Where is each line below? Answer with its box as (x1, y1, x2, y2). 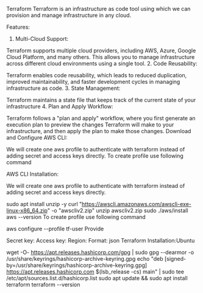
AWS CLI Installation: (6, 170, 59, 178)
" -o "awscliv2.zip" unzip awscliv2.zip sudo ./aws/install (47, 207, 188, 214)
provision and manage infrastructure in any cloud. (6, 12, 132, 19)
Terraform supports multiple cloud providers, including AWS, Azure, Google (6, 47, 196, 54)
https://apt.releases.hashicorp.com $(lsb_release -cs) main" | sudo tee (6, 268, 185, 275)
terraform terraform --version (6, 281, 80, 288)
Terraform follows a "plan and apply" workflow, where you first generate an (6, 115, 196, 122)
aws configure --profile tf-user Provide (6, 225, 104, 232)
